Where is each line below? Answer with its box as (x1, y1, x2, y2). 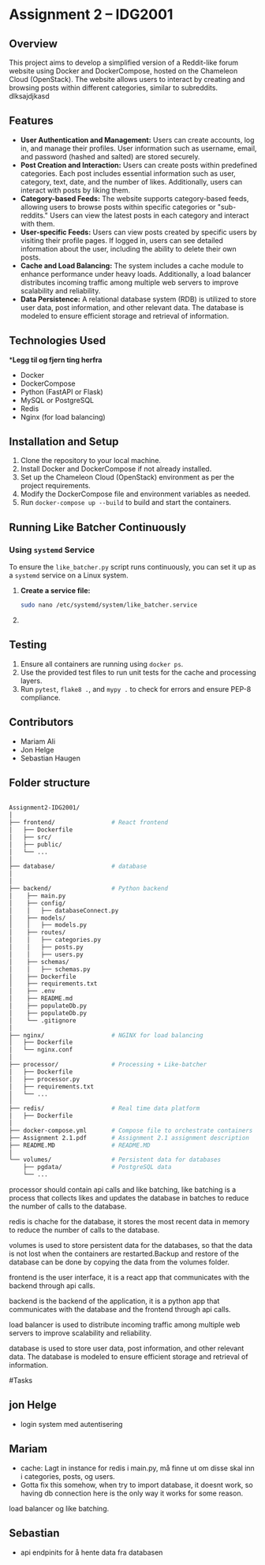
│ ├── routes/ (9, 928, 66, 936)
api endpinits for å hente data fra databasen (20, 1548, 163, 1557)
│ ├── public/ (9, 840, 62, 849)
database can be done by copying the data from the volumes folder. (9, 1257, 230, 1267)
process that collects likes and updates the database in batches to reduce (9, 1193, 249, 1203)
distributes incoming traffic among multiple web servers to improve (20, 278, 239, 287)
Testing (9, 638, 47, 652)
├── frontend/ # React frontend (9, 819, 169, 827)
